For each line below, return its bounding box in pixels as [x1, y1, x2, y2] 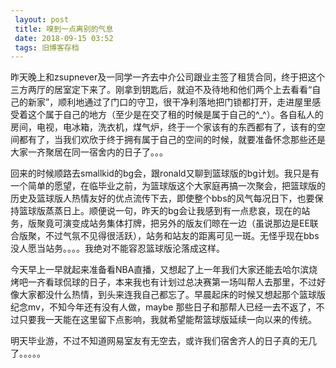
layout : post [14, 14, 70, 25]
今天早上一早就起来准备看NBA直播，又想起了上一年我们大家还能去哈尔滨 [10, 264, 310, 276]
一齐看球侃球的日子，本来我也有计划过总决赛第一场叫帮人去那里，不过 [27, 276, 317, 288]
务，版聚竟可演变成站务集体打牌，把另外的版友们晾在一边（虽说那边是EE [10, 217, 310, 230]
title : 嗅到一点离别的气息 [14, 24, 114, 34]
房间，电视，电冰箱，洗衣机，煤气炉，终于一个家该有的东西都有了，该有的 [10, 121, 317, 133]
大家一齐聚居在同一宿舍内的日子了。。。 [10, 146, 168, 158]
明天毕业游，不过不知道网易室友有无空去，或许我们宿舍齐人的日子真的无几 [10, 335, 317, 347]
